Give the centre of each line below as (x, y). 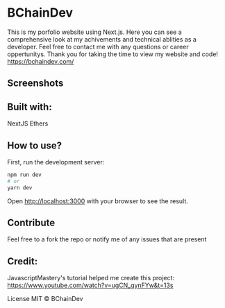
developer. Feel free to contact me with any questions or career (98, 46)
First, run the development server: (56, 162)
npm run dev (24, 175)
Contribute (31, 222)
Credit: (23, 261)
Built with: (30, 106)
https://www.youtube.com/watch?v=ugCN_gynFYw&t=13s (90, 285)
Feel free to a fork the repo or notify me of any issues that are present (107, 239)
